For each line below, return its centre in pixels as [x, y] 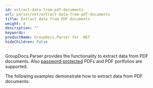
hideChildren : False [27, 42]
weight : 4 [15, 23]
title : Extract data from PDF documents [48, 19]
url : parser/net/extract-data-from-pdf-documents [58, 14]
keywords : [15, 33]
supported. [16, 66]
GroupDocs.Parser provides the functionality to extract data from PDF [77, 56]
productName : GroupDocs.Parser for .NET [48, 38]
